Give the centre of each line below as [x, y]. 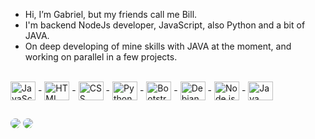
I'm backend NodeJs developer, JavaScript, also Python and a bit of [165, 25]
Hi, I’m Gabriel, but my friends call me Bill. [111, 14]
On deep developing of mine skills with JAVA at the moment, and [158, 46]
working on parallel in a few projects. [101, 57]
